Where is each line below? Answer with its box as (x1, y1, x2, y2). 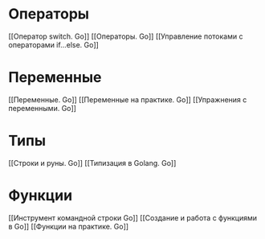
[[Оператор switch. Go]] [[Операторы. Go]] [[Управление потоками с (8, 31, 243, 41)
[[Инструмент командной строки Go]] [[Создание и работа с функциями (8, 212, 258, 222)
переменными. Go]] (8, 103, 76, 113)
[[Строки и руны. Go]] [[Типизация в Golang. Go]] (8, 158, 177, 167)
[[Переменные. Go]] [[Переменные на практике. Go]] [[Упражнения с (8, 94, 247, 105)
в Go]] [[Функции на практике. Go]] (8, 221, 129, 231)
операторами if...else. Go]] (8, 39, 99, 49)
